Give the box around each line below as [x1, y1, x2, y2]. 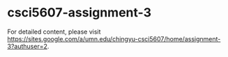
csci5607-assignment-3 [7, 5, 152, 21]
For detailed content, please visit [7, 27, 101, 36]
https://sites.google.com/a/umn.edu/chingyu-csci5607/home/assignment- [7, 34, 221, 43]
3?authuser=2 [7, 42, 47, 50]
